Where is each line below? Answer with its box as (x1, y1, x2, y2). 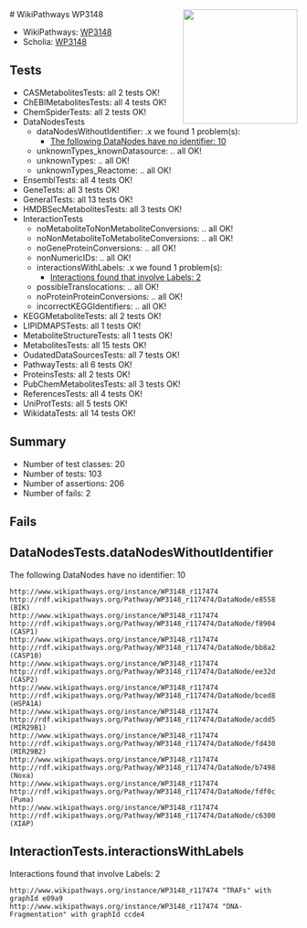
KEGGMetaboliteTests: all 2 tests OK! (22, 310, 162, 321)
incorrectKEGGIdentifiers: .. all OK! (36, 301, 167, 312)
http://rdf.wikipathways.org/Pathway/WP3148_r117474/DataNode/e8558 (9, 594, 276, 604)
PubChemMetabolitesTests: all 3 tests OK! (22, 379, 181, 389)
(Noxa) (9, 771, 35, 780)
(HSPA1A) (9, 699, 43, 708)
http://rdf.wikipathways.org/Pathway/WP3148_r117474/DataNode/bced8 (9, 690, 276, 700)
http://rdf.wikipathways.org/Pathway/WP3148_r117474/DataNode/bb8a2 (9, 643, 276, 652)
